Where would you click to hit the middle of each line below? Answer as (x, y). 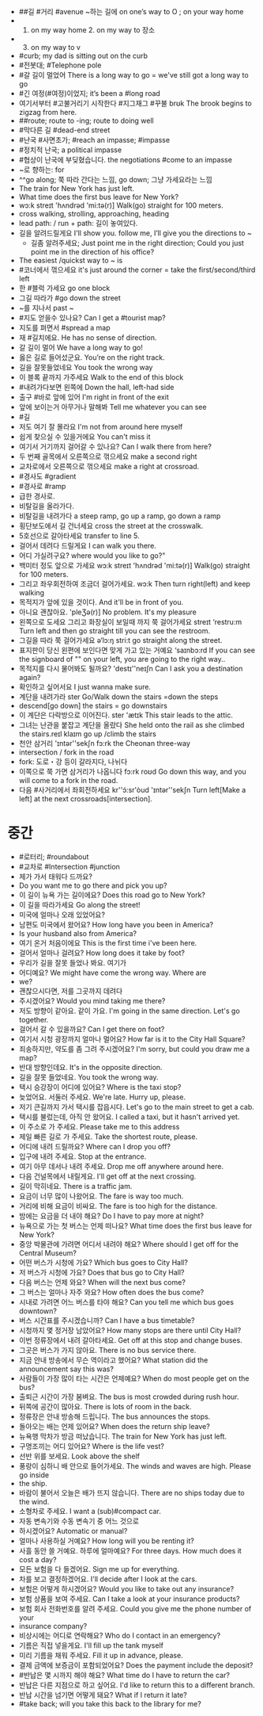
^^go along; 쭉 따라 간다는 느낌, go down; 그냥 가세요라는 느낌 (115, 180)
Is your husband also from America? (78, 933)
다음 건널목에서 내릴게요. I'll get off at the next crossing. (107, 1176)
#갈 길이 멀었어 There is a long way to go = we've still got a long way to (134, 75)
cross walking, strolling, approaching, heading (94, 214)
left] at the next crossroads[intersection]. (86, 799)
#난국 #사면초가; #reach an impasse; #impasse (94, 140)
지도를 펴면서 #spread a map (64, 328)
